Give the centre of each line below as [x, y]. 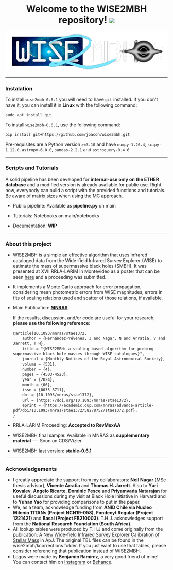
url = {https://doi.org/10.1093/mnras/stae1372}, [76, 400]
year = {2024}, [39, 379]
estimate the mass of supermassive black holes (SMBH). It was [80, 266]
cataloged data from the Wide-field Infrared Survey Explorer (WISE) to [87, 260]
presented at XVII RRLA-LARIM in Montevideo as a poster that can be [86, 271]
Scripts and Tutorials [32, 168]
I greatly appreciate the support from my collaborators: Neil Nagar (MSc [89, 480]
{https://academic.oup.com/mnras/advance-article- [98, 405]
